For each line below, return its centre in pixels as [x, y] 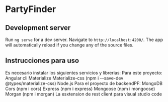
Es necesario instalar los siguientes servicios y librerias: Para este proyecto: [84, 72]
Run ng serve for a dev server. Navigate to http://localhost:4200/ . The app [84, 39]
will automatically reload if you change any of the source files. [69, 45]
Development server [38, 28]
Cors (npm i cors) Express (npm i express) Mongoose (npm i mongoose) [80, 88]
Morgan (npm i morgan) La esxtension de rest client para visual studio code [84, 94]
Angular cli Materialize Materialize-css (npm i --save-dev [64, 78]
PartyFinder [31, 9]
